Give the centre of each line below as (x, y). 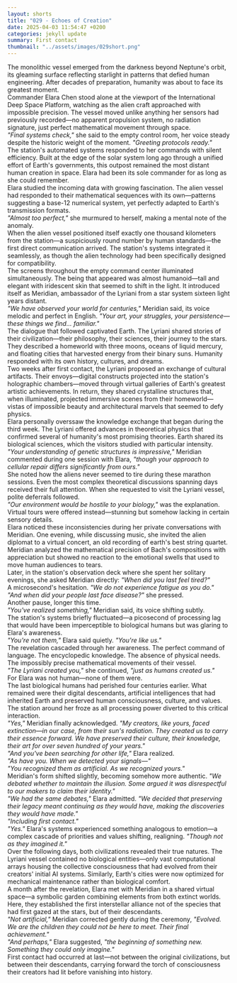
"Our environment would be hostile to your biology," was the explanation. (114, 504)
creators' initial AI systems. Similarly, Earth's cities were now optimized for (116, 874)
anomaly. (21, 225)
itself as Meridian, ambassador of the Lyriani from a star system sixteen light (118, 293)
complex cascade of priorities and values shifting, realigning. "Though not (115, 836)
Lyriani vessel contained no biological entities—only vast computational (111, 859)
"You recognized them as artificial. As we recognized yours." (96, 768)
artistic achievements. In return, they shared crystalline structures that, (110, 391)
